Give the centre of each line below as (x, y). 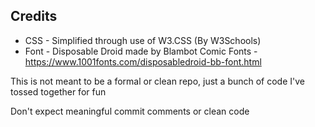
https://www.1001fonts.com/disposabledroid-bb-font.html (143, 61)
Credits (34, 16)
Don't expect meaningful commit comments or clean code (130, 111)
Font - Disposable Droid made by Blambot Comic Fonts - (141, 51)
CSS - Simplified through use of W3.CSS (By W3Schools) (143, 40)
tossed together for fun (58, 91)
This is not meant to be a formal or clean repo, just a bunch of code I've (158, 81)
